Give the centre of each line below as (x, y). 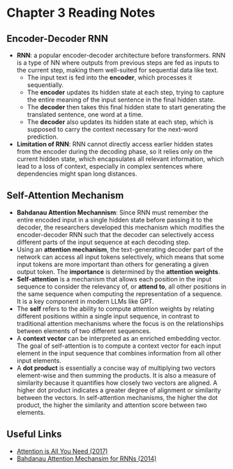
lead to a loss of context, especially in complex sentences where (110, 166)
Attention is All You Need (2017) (62, 451)
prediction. (43, 137)
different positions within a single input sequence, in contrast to (108, 316)
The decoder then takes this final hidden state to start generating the (126, 107)
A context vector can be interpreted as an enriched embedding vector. (119, 338)
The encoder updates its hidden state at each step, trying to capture (126, 92)
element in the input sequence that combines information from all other (119, 353)
